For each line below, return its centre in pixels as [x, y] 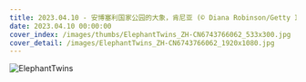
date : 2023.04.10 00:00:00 [61, 26]
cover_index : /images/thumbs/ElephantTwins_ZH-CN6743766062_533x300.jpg [150, 34]
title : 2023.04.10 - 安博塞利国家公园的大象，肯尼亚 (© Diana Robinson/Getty [150, 18]
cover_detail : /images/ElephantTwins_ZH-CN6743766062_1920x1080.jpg [142, 43]
